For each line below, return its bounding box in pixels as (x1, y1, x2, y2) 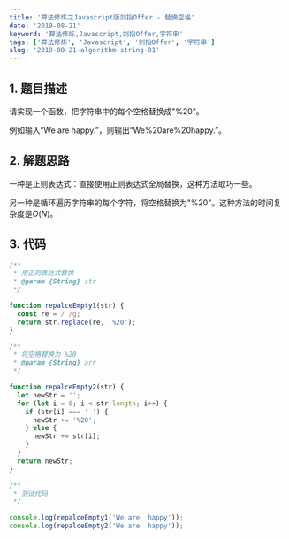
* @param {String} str (12, 277, 97, 286)
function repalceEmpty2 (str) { (9, 382, 125, 392)
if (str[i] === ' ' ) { (25, 407, 109, 416)
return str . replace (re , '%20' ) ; (17, 318, 137, 327)
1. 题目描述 (9, 81, 68, 96)
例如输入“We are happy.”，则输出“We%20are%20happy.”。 (9, 125, 227, 135)
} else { (25, 424, 57, 433)
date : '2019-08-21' (9, 21, 81, 30)
